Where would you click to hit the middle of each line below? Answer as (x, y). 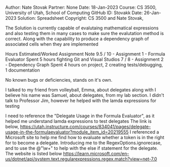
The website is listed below (34, 154)
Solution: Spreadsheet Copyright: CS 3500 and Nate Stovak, (80, 18)
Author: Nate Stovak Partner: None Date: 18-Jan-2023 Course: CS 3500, (81, 7)
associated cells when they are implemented (52, 44)
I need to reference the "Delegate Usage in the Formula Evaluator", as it (80, 116)
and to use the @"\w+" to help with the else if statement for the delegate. (82, 148)
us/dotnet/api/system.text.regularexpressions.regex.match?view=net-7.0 (81, 159)
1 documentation (23, 70)
